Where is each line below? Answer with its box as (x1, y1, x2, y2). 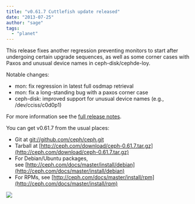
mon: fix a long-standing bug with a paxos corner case (14, 89, 149, 96)
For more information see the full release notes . (6, 113, 122, 120)
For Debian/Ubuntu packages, (14, 155, 89, 162)
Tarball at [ (14, 142, 41, 149)
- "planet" (11, 31, 38, 37)
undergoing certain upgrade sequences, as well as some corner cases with (6, 53, 190, 60)
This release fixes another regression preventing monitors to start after (6, 47, 178, 54)
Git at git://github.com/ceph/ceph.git (14, 136, 105, 143)
